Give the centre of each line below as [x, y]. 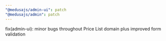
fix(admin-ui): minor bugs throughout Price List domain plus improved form [83, 28]
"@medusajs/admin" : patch [32, 14]
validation [15, 34]
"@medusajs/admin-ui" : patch [36, 10]
